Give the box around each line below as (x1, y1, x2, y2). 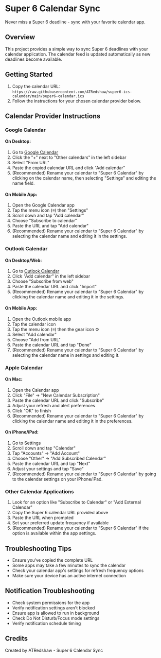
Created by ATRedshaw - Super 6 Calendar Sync (5, 647, 103, 653)
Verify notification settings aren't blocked (12, 605, 95, 610)
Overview (5, 33, 36, 41)
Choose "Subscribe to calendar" (12, 218, 77, 224)
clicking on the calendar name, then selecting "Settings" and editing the (12, 175, 157, 181)
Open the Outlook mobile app (12, 316, 72, 322)
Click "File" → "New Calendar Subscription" (12, 392, 100, 398)
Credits (5, 635, 28, 643)
